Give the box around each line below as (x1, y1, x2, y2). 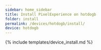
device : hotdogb (5, 26, 39, 31)
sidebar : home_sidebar (5, 7, 52, 12)
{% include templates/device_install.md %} (5, 39, 93, 45)
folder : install (5, 16, 39, 21)
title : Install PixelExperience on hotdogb (5, 12, 97, 17)
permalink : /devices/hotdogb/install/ (5, 21, 85, 26)
